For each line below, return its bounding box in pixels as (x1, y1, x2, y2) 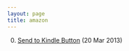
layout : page (7, 10, 45, 17)
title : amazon (7, 17, 49, 24)
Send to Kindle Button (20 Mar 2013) (17, 36, 123, 44)
